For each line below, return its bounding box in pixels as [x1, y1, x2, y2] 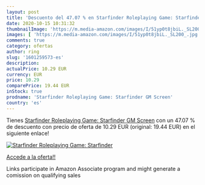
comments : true [6, 37, 45, 43]
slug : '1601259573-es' [6, 54, 64, 60]
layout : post [6, 9, 40, 15]
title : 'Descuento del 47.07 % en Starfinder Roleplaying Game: [6, 15, 173, 21]
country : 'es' [6, 100, 43, 106]
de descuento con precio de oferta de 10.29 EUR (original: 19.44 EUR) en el [6, 123, 195, 130]
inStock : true [6, 89, 43, 95]
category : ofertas [6, 43, 53, 49]
